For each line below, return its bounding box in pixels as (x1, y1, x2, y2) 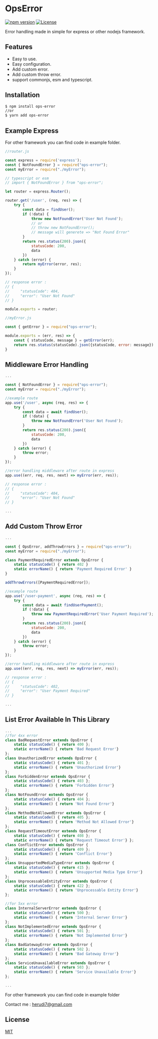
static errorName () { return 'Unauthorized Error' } (14, 765, 121, 770)
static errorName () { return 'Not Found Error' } (14, 801, 115, 806)
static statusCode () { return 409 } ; (14, 847, 91, 852)
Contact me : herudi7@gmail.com (5, 1001, 72, 1007)
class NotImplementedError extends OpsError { (5, 924, 101, 929)
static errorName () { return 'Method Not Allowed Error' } (14, 820, 134, 824)
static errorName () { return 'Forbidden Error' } (14, 783, 115, 788)
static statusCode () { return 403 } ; (14, 778, 91, 784)
